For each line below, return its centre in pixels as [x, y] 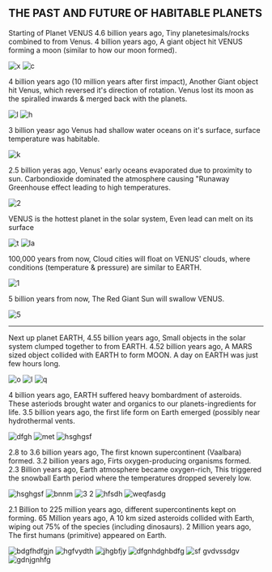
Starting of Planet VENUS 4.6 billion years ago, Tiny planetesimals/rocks [129, 32]
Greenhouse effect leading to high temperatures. [90, 187]
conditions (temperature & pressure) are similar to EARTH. [105, 267]
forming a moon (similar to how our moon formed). [93, 50]
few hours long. [34, 363]
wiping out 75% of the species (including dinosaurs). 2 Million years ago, [130, 527]
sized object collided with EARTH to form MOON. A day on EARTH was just [134, 355]
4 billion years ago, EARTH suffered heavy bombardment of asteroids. [125, 395]
